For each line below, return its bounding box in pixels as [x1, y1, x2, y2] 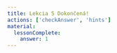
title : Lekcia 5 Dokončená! [7, 10, 90, 17]
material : [7, 23, 36, 30]
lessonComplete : [13, 29, 61, 36]
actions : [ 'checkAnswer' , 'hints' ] [7, 17, 111, 23]
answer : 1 [20, 36, 49, 43]
